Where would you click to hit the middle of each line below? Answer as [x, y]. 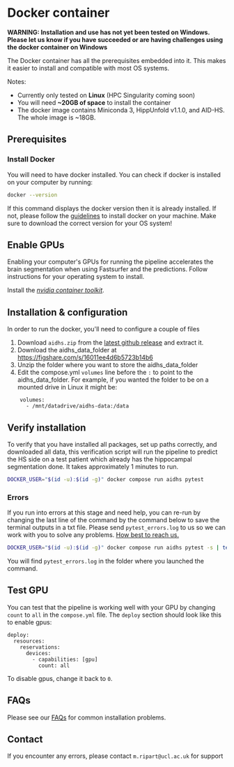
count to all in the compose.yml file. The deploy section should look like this [114, 615]
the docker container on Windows [57, 47]
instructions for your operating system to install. [76, 277]
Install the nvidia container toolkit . [56, 290]
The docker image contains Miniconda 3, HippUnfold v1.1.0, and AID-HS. [121, 110]
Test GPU [28, 590]
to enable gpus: [30, 622]
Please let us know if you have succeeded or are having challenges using [115, 39]
